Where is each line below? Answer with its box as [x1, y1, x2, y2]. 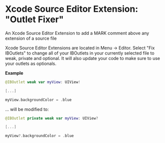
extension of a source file [5, 35, 57, 41]
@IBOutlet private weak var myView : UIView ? [5, 115, 98, 121]
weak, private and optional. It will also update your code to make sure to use [5, 55, 161, 61]
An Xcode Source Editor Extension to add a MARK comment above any [5, 30, 149, 36]
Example [5, 70, 24, 76]
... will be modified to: [5, 106, 49, 112]
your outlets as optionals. [5, 60, 57, 66]
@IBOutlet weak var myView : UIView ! [5, 80, 81, 85]
